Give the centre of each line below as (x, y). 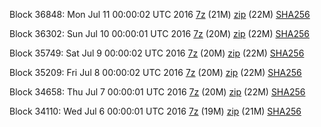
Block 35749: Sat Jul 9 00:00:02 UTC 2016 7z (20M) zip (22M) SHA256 (157, 53)
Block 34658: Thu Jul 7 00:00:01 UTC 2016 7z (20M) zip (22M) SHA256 (157, 92)
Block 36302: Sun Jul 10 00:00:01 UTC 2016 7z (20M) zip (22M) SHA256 (160, 33)
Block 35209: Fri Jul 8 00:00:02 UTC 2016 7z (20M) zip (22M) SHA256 (155, 72)
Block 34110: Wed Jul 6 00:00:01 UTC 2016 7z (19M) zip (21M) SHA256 (155, 111)
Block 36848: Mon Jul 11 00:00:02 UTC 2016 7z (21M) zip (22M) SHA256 (160, 14)
